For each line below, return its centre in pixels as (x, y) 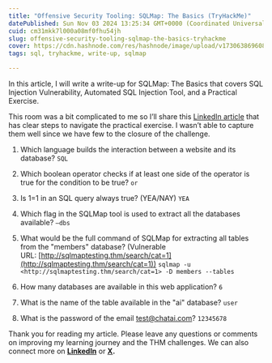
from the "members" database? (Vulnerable (93, 247)
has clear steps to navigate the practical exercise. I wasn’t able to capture (131, 125)
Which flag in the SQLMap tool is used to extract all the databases (130, 214)
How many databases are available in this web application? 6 (121, 287)
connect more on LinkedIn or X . (62, 351)
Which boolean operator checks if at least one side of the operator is (135, 174)
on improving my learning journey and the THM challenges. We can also (129, 342)
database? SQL (44, 158)
